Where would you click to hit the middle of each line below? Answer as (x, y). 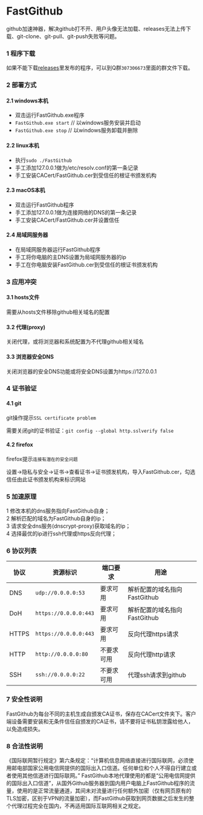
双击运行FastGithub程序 (44, 205)
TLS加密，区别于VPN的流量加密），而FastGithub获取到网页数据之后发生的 (98, 799)
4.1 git (14, 404)
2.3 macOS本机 (26, 190)
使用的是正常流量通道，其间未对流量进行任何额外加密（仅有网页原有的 (104, 791)
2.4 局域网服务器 (27, 235)
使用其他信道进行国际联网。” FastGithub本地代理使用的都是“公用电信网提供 (103, 776)
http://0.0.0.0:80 (62, 654)
